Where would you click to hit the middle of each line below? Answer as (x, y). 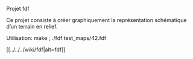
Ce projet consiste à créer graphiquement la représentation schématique (96, 20)
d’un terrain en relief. (32, 27)
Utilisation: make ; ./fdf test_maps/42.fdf (56, 38)
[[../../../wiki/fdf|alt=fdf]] (36, 49)
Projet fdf (18, 9)
